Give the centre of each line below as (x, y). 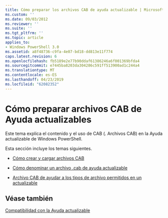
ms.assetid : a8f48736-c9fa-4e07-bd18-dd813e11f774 (59, 51)
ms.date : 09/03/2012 (27, 19)
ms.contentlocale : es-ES (31, 75)
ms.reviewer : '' (22, 24)
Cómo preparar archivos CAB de (73, 109)
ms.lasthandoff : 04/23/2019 (34, 79)
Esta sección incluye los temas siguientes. (49, 148)
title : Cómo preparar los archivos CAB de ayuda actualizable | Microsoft (85, 10)
